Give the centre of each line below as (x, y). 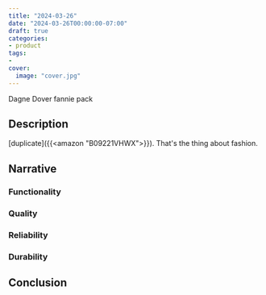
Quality (23, 213)
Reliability (28, 235)
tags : (17, 53)
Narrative (33, 169)
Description (38, 125)
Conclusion (38, 283)
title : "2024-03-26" (43, 16)
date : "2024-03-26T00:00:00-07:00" (68, 23)
